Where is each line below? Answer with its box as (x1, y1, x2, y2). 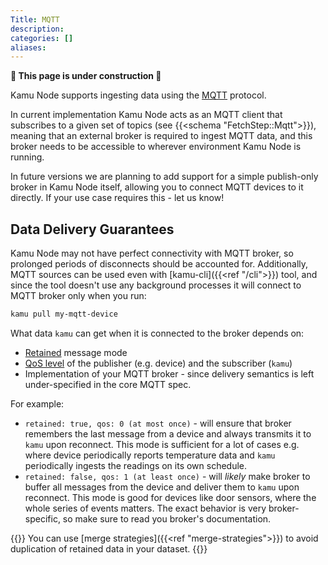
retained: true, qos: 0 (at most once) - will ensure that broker (24, 417, 292, 429)
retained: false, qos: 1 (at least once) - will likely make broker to (24, 470, 311, 482)
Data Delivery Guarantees (10, 221, 175, 238)
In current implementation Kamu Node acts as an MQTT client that (10, 109, 283, 121)
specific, (24, 512, 61, 525)
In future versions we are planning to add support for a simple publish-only (10, 171, 319, 183)
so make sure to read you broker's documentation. (62, 512, 272, 525)
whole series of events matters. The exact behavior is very (24, 502, 267, 514)
